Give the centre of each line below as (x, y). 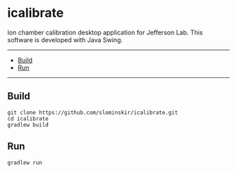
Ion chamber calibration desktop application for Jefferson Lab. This (105, 32)
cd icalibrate (28, 118)
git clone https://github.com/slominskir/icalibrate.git (93, 113)
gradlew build (28, 124)
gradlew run (25, 162)
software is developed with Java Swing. (65, 39)
